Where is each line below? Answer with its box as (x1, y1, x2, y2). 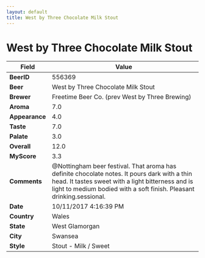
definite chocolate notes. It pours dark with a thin (51, 170, 192, 178)
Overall (9, 142, 31, 151)
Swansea (51, 232, 79, 240)
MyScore (9, 152, 37, 161)
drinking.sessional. (51, 192, 106, 201)
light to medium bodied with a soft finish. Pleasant (51, 185, 195, 193)
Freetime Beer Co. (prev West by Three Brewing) (51, 92, 192, 101)
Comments (9, 177, 43, 186)
